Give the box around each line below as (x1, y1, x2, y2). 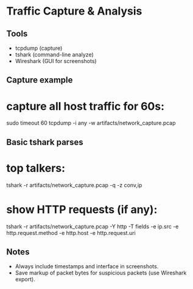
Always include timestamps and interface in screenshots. (15, 263, 159, 270)
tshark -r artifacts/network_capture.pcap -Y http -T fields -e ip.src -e (6, 223, 179, 230)
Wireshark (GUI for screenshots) (15, 58, 97, 64)
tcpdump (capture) (15, 44, 63, 52)
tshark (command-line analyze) (15, 51, 94, 58)
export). (15, 276, 35, 283)
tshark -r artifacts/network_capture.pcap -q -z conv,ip (6, 181, 142, 189)
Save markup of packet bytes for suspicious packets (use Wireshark (15, 269, 187, 277)
